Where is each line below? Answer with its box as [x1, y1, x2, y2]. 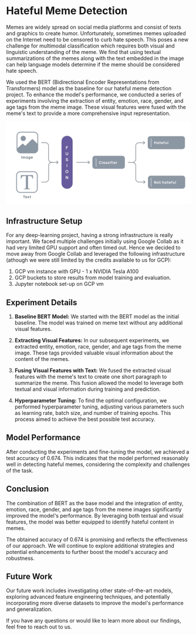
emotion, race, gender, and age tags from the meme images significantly [6, 506, 182, 513]
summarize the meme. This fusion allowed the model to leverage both [14, 379, 184, 386]
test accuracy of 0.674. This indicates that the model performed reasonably [6, 454, 189, 461]
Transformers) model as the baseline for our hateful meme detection [6, 85, 172, 92]
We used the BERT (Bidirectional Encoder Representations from [6, 78, 160, 86]
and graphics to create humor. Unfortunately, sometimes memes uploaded [6, 29, 186, 36]
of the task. [6, 467, 34, 474]
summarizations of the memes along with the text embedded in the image [6, 55, 184, 62]
